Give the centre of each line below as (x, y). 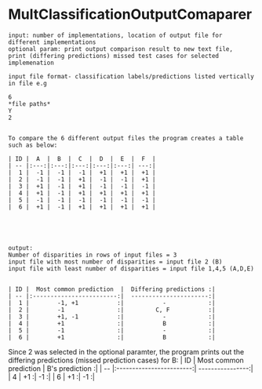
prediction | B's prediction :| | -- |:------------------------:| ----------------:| (131, 368)
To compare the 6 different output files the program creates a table (126, 138)
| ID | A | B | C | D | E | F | (82, 158)
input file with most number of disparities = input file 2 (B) (115, 262)
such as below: (33, 145)
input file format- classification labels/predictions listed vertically (131, 76)
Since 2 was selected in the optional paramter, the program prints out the (126, 351)
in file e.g (27, 83)
